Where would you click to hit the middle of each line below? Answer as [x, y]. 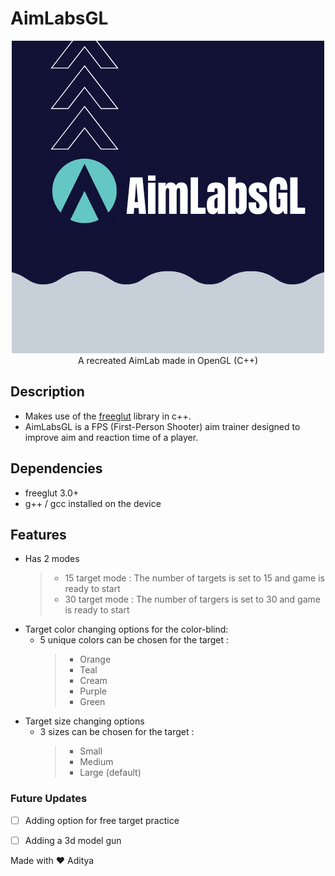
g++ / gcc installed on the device [93, 503]
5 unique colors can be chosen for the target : [134, 640]
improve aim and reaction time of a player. [111, 437]
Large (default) [110, 773]
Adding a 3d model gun [73, 840]
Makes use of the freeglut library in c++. [108, 416]
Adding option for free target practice [102, 820]
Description [47, 392]
